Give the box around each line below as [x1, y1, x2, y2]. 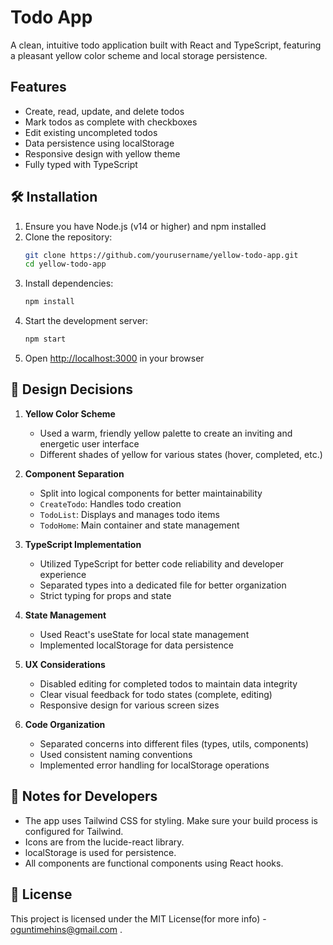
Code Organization [24, 718, 106, 730]
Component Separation [24, 467, 125, 480]
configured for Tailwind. [24, 825, 124, 837]
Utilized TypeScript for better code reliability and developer [39, 557, 285, 570]
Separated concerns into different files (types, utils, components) [39, 737, 310, 750]
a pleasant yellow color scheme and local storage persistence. [10, 49, 268, 61]
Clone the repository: [24, 231, 113, 243]
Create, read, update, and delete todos [24, 105, 185, 117]
